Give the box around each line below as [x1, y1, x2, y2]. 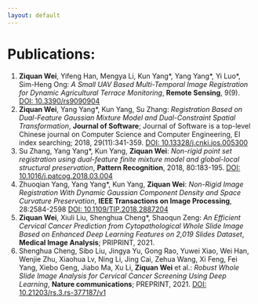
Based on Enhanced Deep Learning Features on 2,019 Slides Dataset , [18, 229, 245, 239]
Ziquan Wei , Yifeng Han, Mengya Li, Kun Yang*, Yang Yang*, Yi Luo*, [18, 71, 241, 81]
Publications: [7, 45, 96, 63]
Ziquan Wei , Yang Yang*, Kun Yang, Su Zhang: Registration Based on [18, 104, 243, 114]
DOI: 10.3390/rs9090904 [18, 96, 100, 106]
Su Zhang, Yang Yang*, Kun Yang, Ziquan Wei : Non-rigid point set [18, 146, 232, 155]
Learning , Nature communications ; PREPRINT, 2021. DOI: [18, 279, 207, 288]
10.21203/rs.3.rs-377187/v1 [18, 288, 107, 297]
